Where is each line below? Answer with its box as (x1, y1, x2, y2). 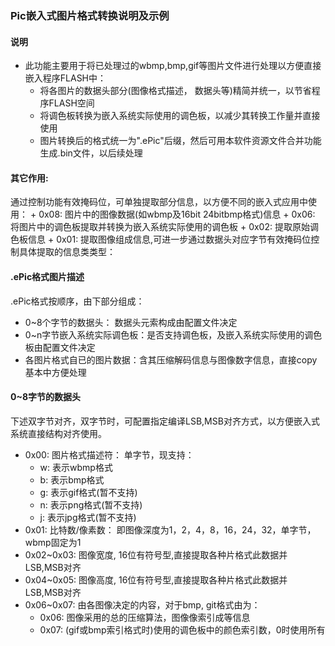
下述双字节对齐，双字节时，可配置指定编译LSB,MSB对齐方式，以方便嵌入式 (10, 415, 320, 427)
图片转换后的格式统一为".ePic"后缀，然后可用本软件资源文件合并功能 (39, 135, 322, 147)
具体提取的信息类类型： (18, 246, 116, 258)
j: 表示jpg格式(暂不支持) (39, 511, 137, 523)
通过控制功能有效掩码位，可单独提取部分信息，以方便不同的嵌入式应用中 (10, 196, 308, 208)
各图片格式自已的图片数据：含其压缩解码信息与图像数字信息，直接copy (24, 353, 318, 366)
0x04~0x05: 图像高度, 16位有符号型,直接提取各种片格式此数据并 (24, 573, 288, 586)
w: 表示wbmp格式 (39, 461, 113, 473)
